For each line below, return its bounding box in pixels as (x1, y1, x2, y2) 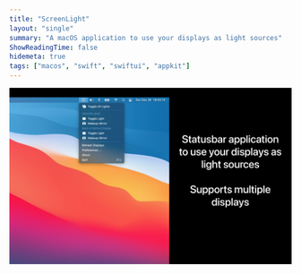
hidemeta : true (9, 52, 66, 62)
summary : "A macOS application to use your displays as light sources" (9, 33, 282, 42)
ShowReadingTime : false (9, 43, 99, 52)
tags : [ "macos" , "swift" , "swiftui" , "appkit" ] (9, 62, 191, 71)
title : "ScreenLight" (9, 14, 90, 23)
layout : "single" (9, 23, 74, 33)
